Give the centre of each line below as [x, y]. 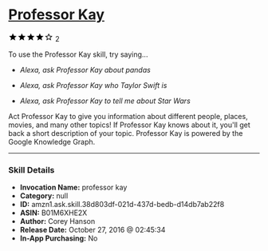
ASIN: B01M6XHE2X [53, 213]
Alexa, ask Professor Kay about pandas [85, 70]
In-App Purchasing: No [59, 238]
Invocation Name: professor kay [73, 187]
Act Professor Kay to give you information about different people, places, [128, 116]
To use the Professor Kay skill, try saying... [78, 54]
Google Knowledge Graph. [52, 141]
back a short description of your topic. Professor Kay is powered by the [126, 133]
